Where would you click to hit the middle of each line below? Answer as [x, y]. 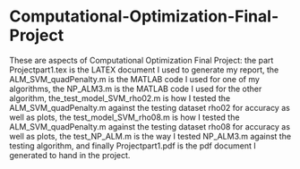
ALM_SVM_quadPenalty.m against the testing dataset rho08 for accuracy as [150, 126]
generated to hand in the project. [70, 155]
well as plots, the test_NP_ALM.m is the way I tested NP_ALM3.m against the [150, 136]
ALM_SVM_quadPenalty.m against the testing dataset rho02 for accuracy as [150, 107]
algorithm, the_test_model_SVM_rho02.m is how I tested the [120, 98]
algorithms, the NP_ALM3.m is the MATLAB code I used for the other [136, 89]
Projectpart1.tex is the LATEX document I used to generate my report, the [144, 70]
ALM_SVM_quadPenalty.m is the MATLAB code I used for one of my [134, 79]
